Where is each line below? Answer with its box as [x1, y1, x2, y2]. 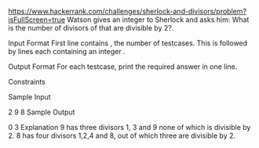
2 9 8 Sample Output [8, 107, 75, 117]
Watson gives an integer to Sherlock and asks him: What [66, 15, 250, 24]
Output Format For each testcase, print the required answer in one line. [8, 62, 238, 71]
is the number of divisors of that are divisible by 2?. [8, 23, 174, 32]
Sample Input [8, 92, 51, 101]
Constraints [8, 78, 46, 86]
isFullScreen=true [8, 15, 65, 24]
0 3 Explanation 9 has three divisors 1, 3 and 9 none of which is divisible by [8, 123, 251, 132]
